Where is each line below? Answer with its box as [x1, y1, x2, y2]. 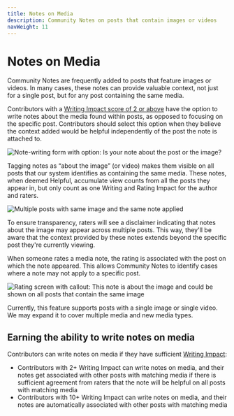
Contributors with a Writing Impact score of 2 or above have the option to [7, 105, 218, 113]
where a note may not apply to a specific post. [7, 269, 141, 278]
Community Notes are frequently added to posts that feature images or [7, 76, 212, 85]
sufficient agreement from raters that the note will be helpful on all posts [17, 378, 226, 387]
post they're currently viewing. [7, 241, 96, 249]
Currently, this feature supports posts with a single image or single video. [7, 303, 218, 312]
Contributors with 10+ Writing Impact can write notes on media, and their [17, 393, 227, 402]
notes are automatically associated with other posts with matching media [17, 401, 228, 409]
